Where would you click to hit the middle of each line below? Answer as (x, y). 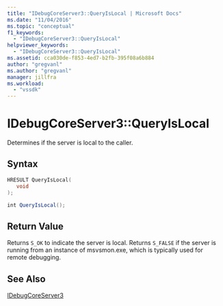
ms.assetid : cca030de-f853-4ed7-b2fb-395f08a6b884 (81, 58)
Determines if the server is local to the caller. (70, 143)
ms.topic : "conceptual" (41, 26)
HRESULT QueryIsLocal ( (39, 180)
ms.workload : (26, 84)
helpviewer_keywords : (38, 45)
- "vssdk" (27, 90)
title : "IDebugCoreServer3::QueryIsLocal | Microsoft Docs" (95, 13)
